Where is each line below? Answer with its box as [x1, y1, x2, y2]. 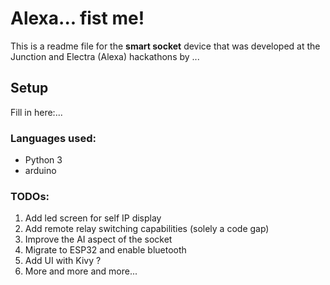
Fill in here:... [10, 106, 63, 118]
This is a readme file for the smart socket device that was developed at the [10, 40, 321, 52]
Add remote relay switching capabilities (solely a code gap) [24, 223, 270, 235]
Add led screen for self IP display [24, 212, 162, 224]
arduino [24, 165, 57, 177]
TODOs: [10, 189, 50, 203]
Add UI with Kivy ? [24, 255, 102, 267]
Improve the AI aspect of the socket [24, 233, 173, 246]
